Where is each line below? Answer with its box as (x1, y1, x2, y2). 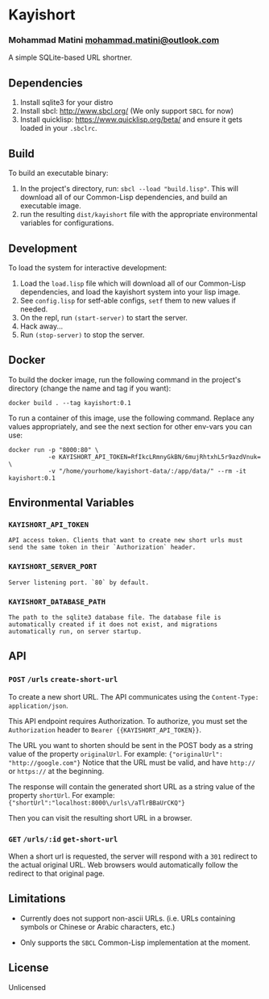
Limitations (8, 892, 66, 905)
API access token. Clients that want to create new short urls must (8, 537, 243, 545)
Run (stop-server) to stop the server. (19, 329, 145, 340)
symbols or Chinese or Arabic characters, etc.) (19, 922, 176, 931)
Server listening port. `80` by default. (8, 579, 150, 587)
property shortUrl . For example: (8, 790, 115, 800)
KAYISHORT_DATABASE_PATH (8, 597, 106, 606)
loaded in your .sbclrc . (19, 123, 98, 133)
